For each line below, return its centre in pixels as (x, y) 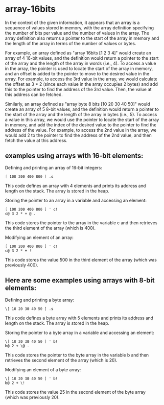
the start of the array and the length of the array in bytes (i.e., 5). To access (81, 114)
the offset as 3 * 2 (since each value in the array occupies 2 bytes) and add (82, 84)
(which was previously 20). (32, 397)
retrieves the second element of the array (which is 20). (61, 360)
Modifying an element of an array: (39, 237)
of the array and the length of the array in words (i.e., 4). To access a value (81, 63)
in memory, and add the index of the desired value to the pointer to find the (81, 125)
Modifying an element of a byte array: (43, 369)
